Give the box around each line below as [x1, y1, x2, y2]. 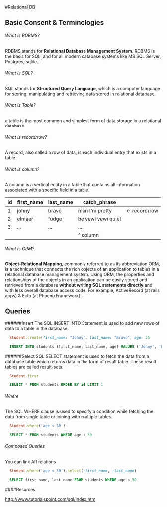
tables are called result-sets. [5, 364, 64, 370]
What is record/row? [5, 134, 47, 140]
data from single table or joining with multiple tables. [5, 414, 113, 420]
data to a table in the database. [5, 326, 69, 332]
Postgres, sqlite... [5, 58, 41, 64]
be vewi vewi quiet [78, 215, 122, 222]
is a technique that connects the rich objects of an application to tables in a [5, 266, 159, 272]
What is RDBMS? [5, 32, 40, 38]
